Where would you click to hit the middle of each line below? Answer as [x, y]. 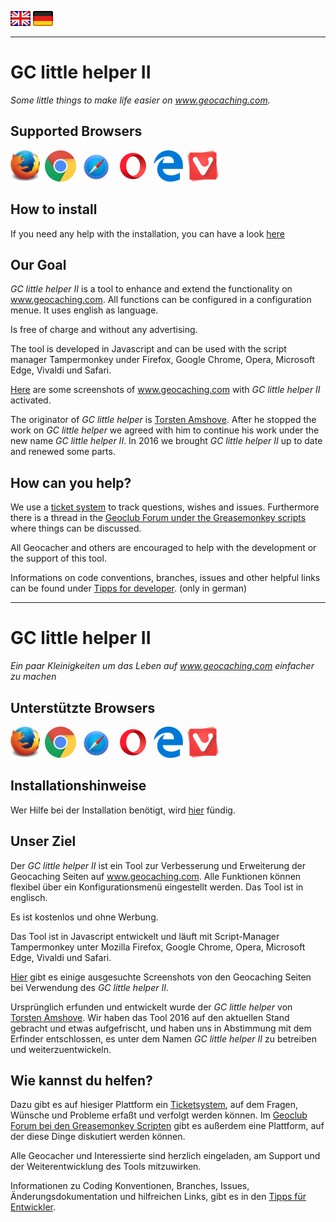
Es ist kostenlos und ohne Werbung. [84, 917]
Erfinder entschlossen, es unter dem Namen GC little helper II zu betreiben [163, 1038]
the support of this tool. [58, 558]
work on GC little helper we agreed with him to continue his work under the [165, 430]
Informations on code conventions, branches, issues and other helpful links [165, 578]
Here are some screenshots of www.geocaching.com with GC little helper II [165, 390]
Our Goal [38, 264]
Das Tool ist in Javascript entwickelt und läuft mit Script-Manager [145, 936]
